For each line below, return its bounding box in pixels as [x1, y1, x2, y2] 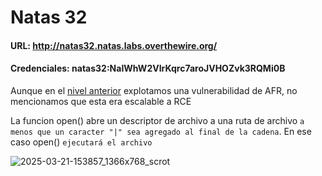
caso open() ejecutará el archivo [10, 136, 153, 148]
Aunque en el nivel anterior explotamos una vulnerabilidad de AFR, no [10, 84, 298, 96]
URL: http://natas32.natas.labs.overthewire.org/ [10, 39, 218, 51]
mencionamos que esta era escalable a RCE [10, 95, 192, 107]
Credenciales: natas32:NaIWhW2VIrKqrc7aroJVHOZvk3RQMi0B [10, 62, 286, 75]
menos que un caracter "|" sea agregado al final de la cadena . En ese [10, 125, 312, 137]
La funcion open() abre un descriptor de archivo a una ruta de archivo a [10, 114, 305, 126]
